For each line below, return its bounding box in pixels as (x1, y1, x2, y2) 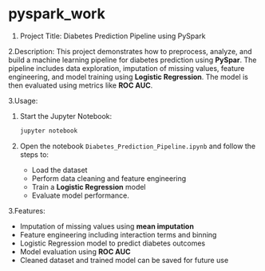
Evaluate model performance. (31, 190, 129, 200)
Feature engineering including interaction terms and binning (19, 230, 217, 239)
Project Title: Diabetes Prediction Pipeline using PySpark (19, 31, 206, 41)
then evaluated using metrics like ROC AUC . (8, 81, 153, 90)
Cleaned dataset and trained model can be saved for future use (19, 255, 229, 265)
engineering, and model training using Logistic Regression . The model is (8, 72, 249, 81)
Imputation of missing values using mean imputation (19, 221, 194, 231)
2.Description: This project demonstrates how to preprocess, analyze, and (8, 46, 252, 56)
